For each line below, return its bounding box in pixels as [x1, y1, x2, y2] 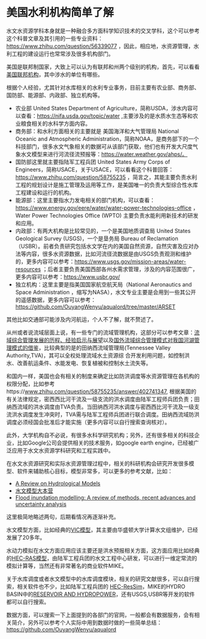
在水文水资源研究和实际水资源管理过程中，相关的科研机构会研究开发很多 [6, 459, 189, 467]
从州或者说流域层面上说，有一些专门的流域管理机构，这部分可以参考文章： [6, 329, 194, 336]
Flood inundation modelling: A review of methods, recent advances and [15, 494, 196, 501]
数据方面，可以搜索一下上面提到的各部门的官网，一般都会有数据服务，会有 [6, 611, 194, 618]
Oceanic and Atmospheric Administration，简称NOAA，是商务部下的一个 [15, 135, 199, 142]
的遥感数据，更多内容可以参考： [15, 296, 96, 304]
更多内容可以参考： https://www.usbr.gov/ [15, 273, 121, 280]
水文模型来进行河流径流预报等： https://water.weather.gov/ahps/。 [20, 150, 188, 158]
